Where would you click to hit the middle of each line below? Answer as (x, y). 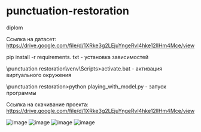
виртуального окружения (39, 75)
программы (21, 93)
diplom (15, 27)
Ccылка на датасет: (31, 39)
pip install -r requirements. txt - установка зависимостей (77, 57)
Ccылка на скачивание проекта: (47, 104)
